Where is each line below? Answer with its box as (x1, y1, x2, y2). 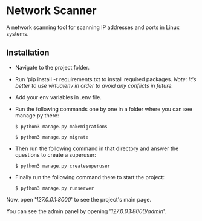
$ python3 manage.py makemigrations (15, 124, 108, 130)
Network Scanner (6, 4, 97, 18)
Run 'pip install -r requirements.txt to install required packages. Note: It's (15, 75, 197, 82)
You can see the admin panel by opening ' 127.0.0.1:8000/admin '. (6, 207, 166, 215)
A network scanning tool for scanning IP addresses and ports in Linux (6, 24, 180, 31)
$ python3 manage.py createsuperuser (15, 163, 111, 169)
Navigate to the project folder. (15, 64, 90, 71)
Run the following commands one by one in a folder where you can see (15, 105, 192, 113)
